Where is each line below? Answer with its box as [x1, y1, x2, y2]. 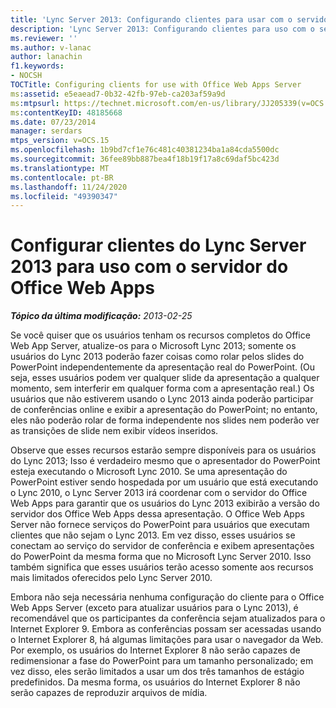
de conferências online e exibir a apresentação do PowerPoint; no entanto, [10, 404, 318, 416]
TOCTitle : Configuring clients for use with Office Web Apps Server [10, 80, 302, 90]
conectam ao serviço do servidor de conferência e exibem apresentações [10, 540, 315, 552]
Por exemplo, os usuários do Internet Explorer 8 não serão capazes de [10, 644, 301, 656]
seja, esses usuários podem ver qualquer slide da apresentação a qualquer [10, 372, 320, 384]
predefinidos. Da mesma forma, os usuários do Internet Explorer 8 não [10, 676, 301, 688]
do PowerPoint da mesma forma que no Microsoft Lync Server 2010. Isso [10, 551, 312, 563]
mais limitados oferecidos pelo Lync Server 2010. [10, 572, 213, 584]
